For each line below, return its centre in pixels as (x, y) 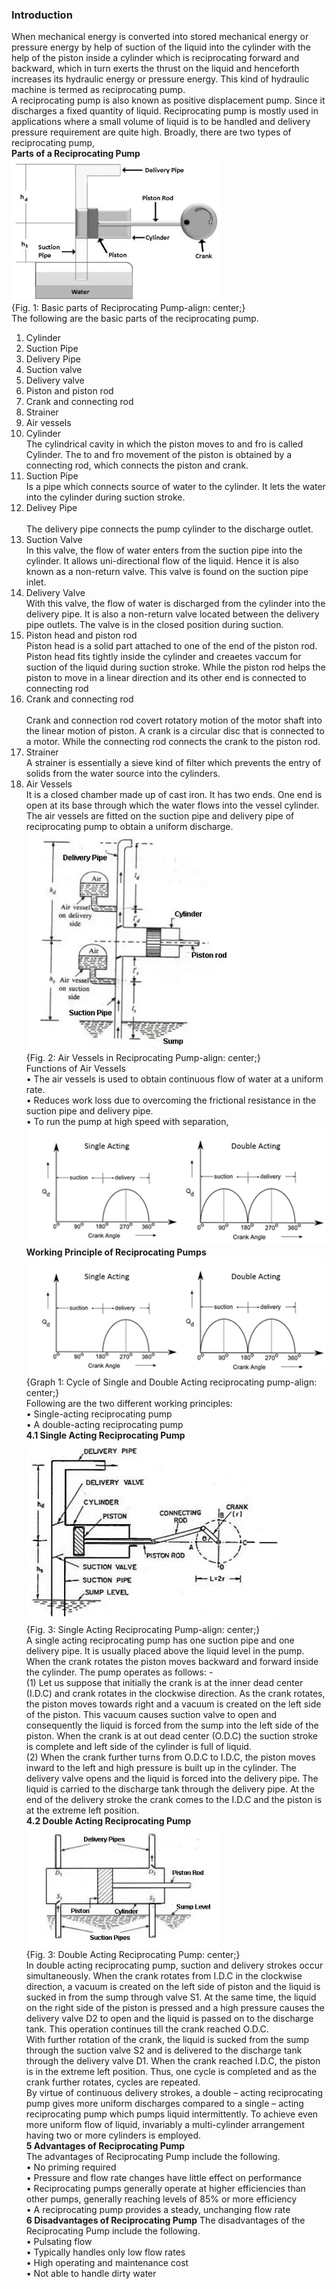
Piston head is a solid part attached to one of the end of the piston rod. (171, 646)
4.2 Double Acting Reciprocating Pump (108, 1820)
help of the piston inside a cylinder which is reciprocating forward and (155, 58)
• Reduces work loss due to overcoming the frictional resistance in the (171, 1100)
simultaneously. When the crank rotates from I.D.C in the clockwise (164, 1975)
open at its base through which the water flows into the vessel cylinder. (172, 805)
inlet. (36, 582)
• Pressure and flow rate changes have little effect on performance (164, 2177)
